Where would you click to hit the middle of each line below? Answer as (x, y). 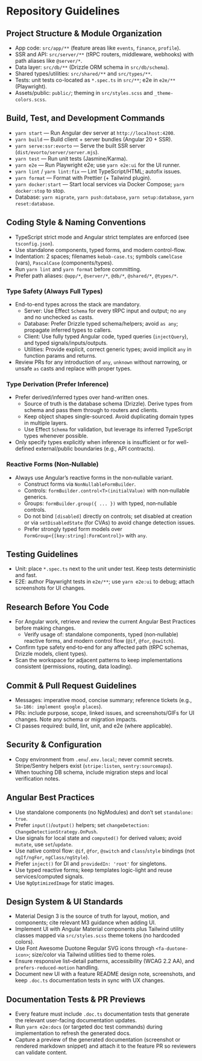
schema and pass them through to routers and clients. (91, 410)
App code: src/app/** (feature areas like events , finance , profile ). (98, 48)
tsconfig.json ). (34, 243)
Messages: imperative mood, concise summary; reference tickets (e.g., (103, 700)
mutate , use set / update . (44, 844)
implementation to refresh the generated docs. (73, 1033)
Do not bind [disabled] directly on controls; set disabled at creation (108, 516)
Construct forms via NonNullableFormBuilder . (80, 484)
